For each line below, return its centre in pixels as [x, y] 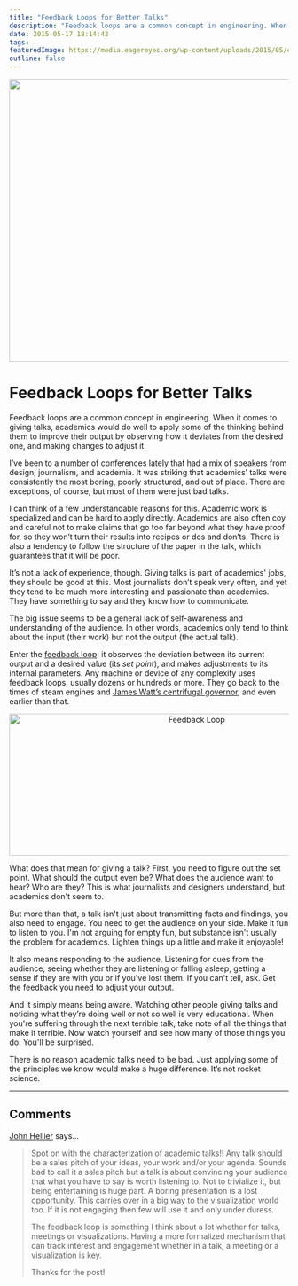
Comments [40, 1114]
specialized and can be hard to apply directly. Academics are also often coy [148, 518]
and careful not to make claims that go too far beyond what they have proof [147, 527]
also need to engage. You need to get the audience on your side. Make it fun [149, 922]
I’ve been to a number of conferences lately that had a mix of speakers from [148, 463]
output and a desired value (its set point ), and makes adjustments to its [139, 663]
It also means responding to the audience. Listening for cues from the [137, 959]
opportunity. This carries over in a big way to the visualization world [155, 1200]
